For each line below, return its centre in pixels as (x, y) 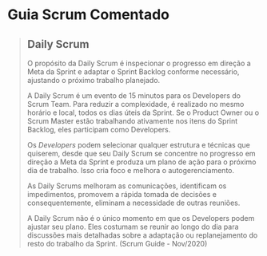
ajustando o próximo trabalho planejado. (94, 80)
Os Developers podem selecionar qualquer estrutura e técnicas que (139, 145)
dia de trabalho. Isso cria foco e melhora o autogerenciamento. (131, 170)
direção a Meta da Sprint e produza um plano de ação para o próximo (141, 162)
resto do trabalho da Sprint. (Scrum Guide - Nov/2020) (117, 244)
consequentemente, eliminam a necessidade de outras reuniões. (133, 203)
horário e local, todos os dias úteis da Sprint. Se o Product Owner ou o (143, 112)
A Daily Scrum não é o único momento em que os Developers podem (141, 218)
